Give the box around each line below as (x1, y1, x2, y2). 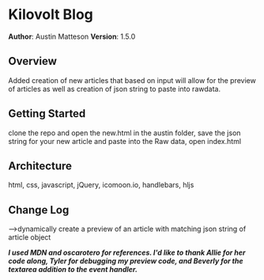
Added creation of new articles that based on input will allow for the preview (8, 75, 257, 85)
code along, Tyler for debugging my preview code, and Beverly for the (8, 256, 243, 266)
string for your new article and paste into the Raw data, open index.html (8, 136, 242, 146)
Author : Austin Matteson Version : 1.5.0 (8, 32, 136, 41)
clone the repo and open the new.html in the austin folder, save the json (8, 128, 241, 138)
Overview (8, 55, 58, 68)
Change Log (8, 203, 70, 217)
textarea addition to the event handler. (8, 265, 138, 274)
